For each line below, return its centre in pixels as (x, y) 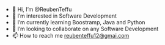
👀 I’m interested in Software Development (64, 16)
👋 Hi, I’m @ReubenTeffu (42, 9)
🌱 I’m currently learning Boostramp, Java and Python (79, 22)
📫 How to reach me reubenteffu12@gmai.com (71, 36)
